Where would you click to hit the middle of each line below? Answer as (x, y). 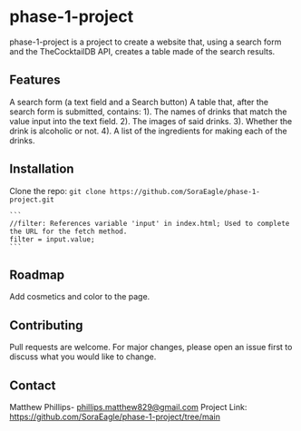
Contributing (46, 325)
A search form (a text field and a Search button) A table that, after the (139, 102)
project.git (32, 200)
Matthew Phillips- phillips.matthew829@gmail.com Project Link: (128, 407)
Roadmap (37, 274)
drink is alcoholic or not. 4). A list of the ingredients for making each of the (148, 131)
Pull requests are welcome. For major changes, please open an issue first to (151, 348)
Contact (33, 385)
